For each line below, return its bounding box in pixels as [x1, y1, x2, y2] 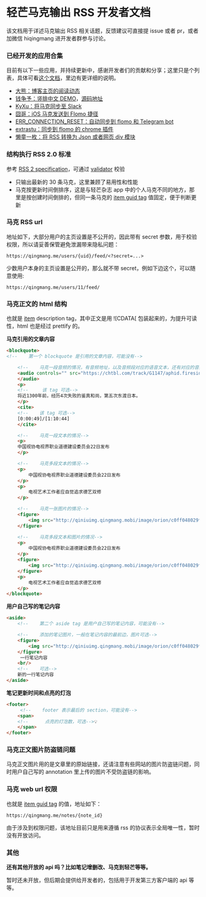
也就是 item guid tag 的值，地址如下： [6, 800, 102, 808]
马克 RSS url [6, 218, 43, 227]
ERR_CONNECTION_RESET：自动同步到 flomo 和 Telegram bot [15, 118, 174, 126]
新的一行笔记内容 [17, 672, 54, 678]
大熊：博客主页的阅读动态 [15, 87, 80, 95]
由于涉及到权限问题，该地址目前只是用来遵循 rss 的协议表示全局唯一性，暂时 [6, 823, 200, 831]
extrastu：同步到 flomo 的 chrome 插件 [15, 126, 114, 133]
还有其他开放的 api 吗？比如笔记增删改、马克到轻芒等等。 [6, 863, 151, 871]
